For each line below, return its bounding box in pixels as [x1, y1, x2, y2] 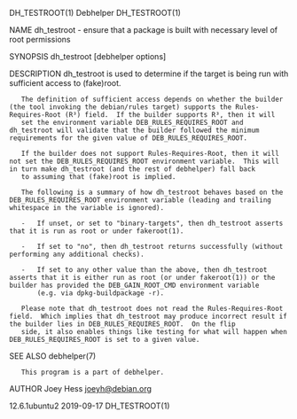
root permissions [9, 35, 71, 44]
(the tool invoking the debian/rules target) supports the [9, 103, 232, 112]
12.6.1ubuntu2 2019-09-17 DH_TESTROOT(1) [9, 400, 170, 411]
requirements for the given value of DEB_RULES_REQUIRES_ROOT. [9, 134, 248, 143]
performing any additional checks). [9, 250, 145, 259]
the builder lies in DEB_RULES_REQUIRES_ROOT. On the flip [9, 320, 237, 329]
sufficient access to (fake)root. [9, 78, 121, 88]
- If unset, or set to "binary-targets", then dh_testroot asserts [20, 219, 284, 228]
